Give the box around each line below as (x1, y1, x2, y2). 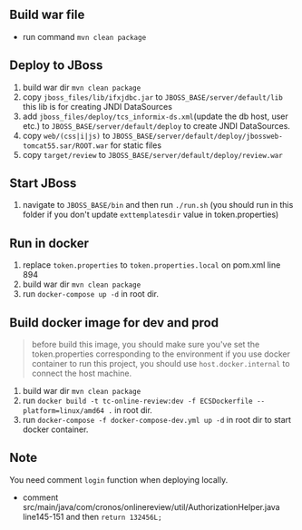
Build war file (9, 7, 85, 23)
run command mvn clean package (22, 31, 147, 42)
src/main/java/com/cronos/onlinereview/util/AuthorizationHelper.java (22, 501, 280, 512)
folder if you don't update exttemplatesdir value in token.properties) (22, 209, 279, 221)
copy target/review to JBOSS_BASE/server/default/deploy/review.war (22, 149, 283, 160)
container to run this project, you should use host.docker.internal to (31, 358, 290, 369)
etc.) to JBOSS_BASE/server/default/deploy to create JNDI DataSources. (22, 120, 290, 131)
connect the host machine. (31, 368, 132, 379)
